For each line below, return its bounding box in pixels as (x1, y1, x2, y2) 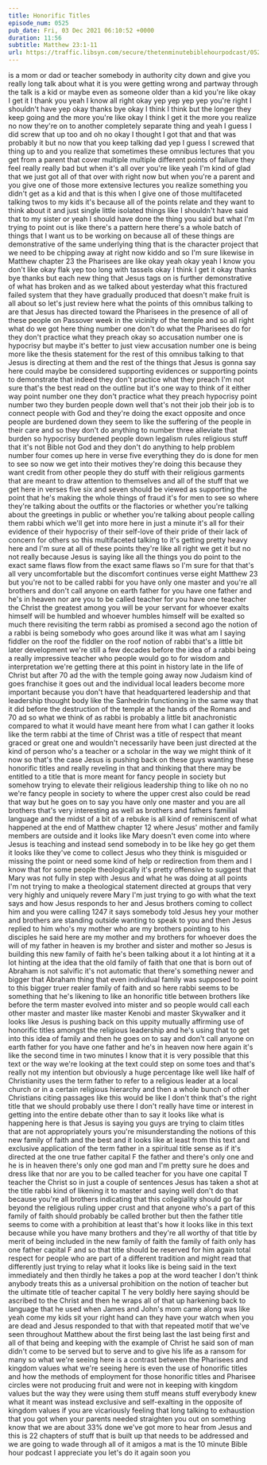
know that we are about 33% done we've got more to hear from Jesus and (8, 1423, 253, 1432)
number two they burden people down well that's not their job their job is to (8, 400, 255, 410)
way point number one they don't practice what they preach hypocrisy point (8, 391, 257, 401)
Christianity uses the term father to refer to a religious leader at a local (8, 1076, 238, 1086)
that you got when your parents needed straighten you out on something (8, 1414, 246, 1424)
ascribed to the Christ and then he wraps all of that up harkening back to (8, 1296, 246, 1305)
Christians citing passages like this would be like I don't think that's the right (8, 1093, 257, 1102)
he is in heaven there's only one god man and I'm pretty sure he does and (8, 1160, 250, 1170)
